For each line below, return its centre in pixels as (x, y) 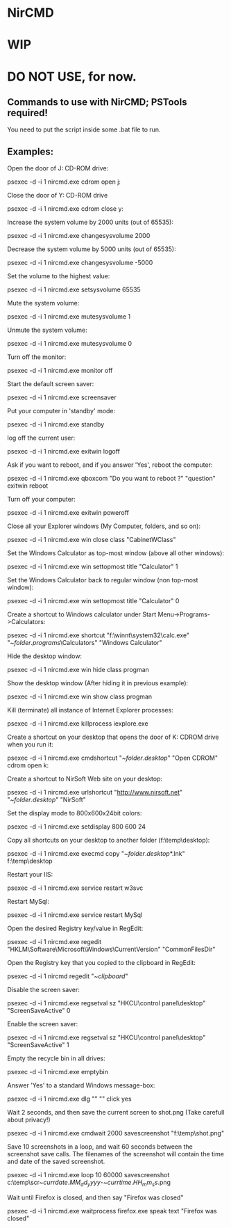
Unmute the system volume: (48, 330)
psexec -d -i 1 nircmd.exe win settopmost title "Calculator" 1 (93, 567)
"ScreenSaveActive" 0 (39, 1011)
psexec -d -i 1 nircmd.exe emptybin (58, 1072)
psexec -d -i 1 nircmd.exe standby (56, 424)
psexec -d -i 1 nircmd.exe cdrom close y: (65, 209)
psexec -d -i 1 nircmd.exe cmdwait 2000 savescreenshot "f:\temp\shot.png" (115, 1133)
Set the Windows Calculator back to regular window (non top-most (103, 580)
